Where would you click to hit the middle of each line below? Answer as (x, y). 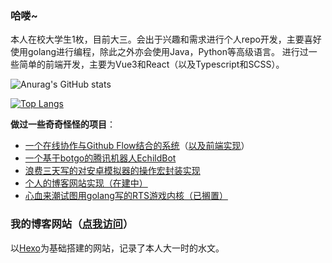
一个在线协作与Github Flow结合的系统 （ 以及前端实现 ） (137, 146)
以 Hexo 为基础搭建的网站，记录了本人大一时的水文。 (117, 248)
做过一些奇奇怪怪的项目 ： (63, 124)
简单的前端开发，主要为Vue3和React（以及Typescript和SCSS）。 (151, 64)
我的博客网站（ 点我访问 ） (72, 224)
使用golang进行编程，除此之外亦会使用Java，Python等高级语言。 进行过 (159, 52)
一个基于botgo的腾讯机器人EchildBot (100, 158)
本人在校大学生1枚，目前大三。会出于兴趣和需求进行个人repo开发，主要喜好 (166, 39)
